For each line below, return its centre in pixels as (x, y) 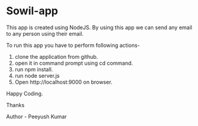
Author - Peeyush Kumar (37, 116)
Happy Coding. (25, 93)
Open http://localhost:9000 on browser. (64, 82)
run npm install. (34, 69)
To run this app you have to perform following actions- (73, 45)
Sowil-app (32, 11)
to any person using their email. (45, 33)
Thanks (16, 105)
